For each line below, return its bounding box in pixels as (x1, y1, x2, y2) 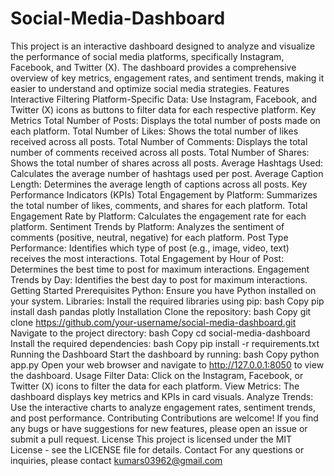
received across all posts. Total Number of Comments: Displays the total (10, 135, 308, 147)
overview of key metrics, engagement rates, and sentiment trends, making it (10, 72, 325, 84)
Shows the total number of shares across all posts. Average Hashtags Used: (10, 157, 324, 169)
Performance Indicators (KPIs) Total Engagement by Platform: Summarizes (10, 188, 318, 201)
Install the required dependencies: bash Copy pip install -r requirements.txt (10, 337, 320, 349)
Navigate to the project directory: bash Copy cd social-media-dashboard (10, 327, 311, 339)
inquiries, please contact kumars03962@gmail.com (10, 454, 223, 466)
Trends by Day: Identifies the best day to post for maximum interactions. (10, 273, 308, 286)
